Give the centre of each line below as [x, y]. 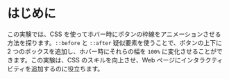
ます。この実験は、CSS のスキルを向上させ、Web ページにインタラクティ [118, 60]
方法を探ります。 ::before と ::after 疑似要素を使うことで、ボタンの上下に [114, 42]
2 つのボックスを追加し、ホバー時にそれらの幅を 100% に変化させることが [112, 51]
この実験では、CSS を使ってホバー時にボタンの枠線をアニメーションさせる [114, 34]
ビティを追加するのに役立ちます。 [56, 69]
